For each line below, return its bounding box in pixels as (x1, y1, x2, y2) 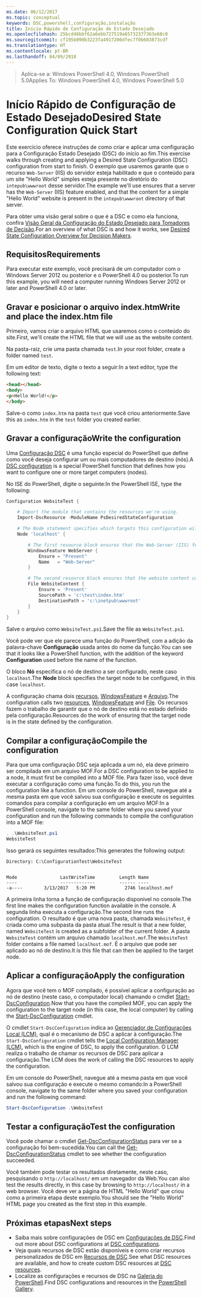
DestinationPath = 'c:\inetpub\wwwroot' (38, 597, 141, 603)
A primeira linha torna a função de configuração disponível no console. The (6, 895, 192, 903)
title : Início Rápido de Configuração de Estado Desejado (6, 25, 155, 32)
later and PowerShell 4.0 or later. (6, 285, 87, 292)
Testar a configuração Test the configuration (6, 1121, 176, 1132)
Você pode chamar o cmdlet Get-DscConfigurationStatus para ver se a (6, 1138, 182, 1145)
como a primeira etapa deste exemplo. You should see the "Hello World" (6, 1194, 184, 1202)
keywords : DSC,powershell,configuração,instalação (6, 20, 136, 26)
